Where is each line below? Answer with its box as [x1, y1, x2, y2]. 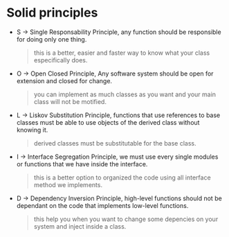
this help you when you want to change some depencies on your [33, 215, 219, 223]
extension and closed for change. [16, 76, 112, 85]
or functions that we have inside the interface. [16, 159, 148, 168]
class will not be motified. [33, 97, 107, 105]
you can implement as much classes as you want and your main [33, 90, 216, 98]
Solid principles [6, 5, 98, 21]
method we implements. [33, 180, 103, 188]
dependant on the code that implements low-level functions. [16, 201, 189, 209]
